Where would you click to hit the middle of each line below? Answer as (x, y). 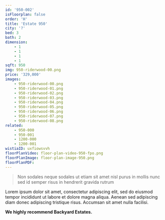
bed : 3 (12, 33)
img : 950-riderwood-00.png (33, 70)
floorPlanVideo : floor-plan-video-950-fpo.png (54, 153)
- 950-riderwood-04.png (39, 103)
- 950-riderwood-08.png (39, 121)
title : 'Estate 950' (27, 24)
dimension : (16, 42)
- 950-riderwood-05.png (39, 107)
